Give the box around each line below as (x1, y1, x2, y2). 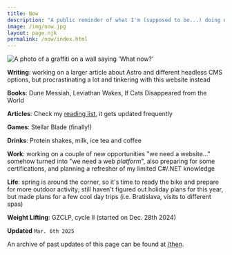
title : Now (7, 10, 39, 17)
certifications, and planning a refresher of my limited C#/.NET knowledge (7, 164, 215, 173)
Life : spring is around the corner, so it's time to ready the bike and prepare (7, 178, 220, 187)
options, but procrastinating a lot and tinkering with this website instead (7, 75, 211, 84)
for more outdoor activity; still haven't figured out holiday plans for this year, (7, 185, 223, 193)
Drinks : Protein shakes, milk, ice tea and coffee (7, 136, 142, 145)
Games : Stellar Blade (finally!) (7, 123, 92, 131)
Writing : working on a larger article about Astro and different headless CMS (7, 68, 223, 77)
